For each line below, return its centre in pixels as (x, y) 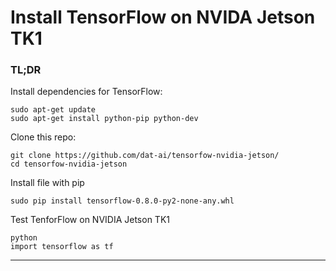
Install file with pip (47, 183)
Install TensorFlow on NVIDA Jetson (163, 17)
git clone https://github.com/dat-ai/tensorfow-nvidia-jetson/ (145, 156)
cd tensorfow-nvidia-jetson (69, 164)
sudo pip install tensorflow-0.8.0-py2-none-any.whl (122, 201)
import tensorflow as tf (62, 247)
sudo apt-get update (53, 110)
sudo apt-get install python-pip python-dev (104, 119)
